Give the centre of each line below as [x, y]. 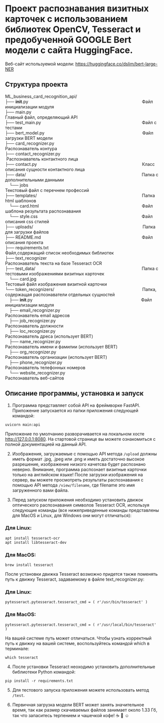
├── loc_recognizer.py [33, 331]
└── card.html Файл [81, 206]
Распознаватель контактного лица [42, 159]
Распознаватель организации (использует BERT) [56, 357]
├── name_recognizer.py [35, 341]
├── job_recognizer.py [33, 321]
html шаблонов [21, 201]
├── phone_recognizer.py [36, 362]
